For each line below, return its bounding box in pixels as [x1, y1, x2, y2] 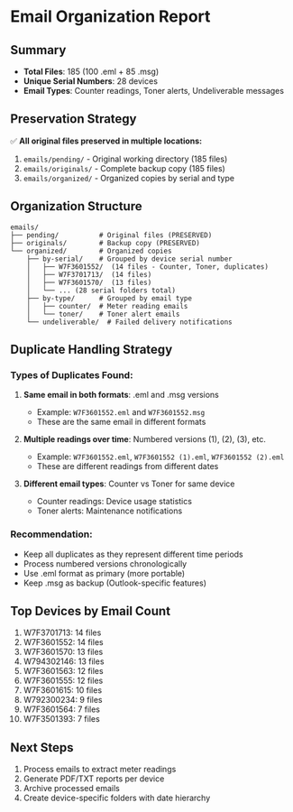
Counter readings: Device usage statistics [36, 496, 193, 507]
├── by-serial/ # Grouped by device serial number [26, 254, 233, 263]
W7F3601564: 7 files [23, 704, 101, 715]
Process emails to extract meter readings [23, 764, 177, 775]
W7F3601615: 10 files [23, 685, 103, 696]
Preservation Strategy [10, 111, 137, 127]
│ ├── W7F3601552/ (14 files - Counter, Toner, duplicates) [26, 262, 270, 272]
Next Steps [10, 740, 74, 755]
